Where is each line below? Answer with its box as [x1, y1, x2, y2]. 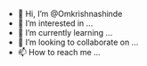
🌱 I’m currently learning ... [17, 28, 113, 37]
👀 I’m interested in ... [17, 18, 94, 29]
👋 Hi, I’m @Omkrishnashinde [17, 9, 123, 19]
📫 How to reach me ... [17, 47, 101, 57]
